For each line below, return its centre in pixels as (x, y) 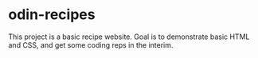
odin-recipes (52, 15)
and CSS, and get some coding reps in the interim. (91, 44)
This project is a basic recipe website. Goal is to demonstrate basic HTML (129, 37)
